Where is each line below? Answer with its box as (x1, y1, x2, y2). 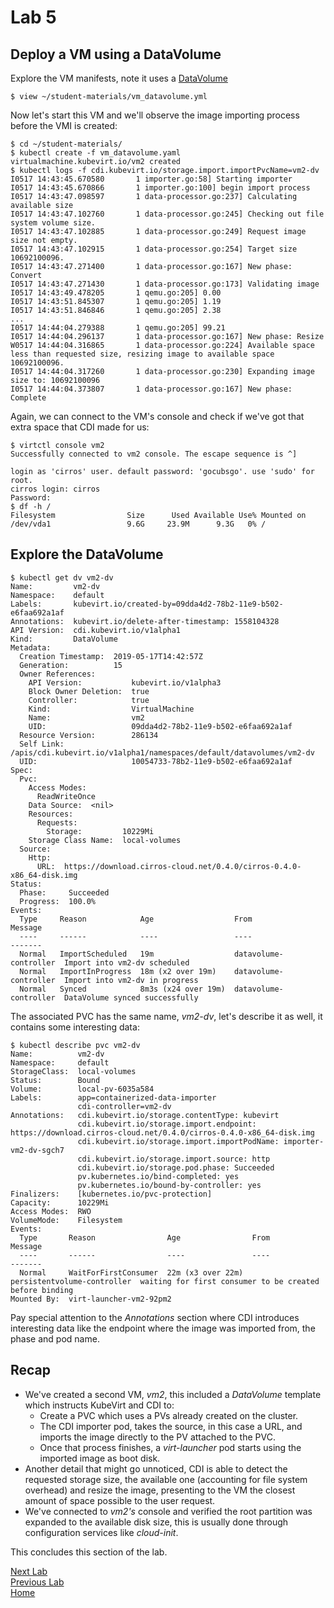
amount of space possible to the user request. (24, 1494, 216, 1506)
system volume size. (10, 218, 97, 228)
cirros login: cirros (10, 484, 101, 494)
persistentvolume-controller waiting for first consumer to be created (10, 1276, 320, 1286)
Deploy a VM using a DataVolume (10, 46, 222, 63)
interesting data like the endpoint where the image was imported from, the (10, 1322, 316, 1334)
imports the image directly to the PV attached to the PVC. (39, 1431, 276, 1443)
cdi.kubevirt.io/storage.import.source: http (77, 1154, 271, 1164)
